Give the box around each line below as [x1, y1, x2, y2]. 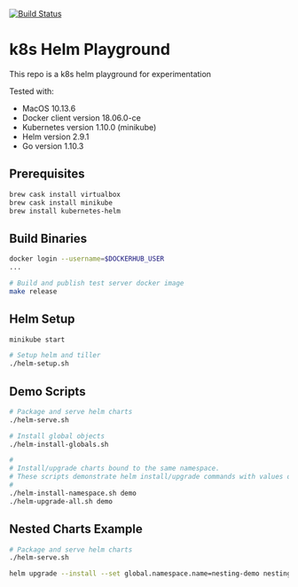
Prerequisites [9, 167, 85, 182]
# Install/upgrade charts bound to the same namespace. [9, 464, 220, 474]
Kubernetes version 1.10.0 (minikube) [21, 121, 157, 132]
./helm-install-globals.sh [9, 440, 109, 449]
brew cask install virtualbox [9, 190, 122, 199]
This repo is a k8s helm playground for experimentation [9, 68, 211, 79]
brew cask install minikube [9, 198, 114, 207]
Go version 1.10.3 [21, 140, 84, 151]
